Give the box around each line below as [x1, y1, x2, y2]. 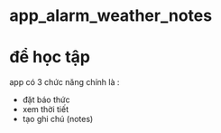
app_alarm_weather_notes [9, 5, 213, 26]
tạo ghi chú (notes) [22, 114, 94, 125]
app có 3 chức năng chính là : [9, 77, 120, 88]
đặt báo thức [22, 94, 70, 105]
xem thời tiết [22, 104, 69, 115]
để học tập [9, 47, 90, 68]
